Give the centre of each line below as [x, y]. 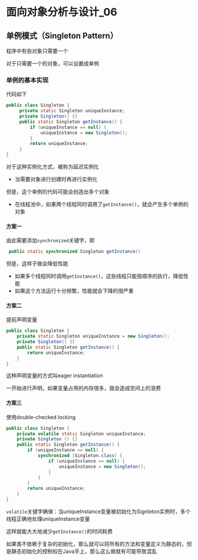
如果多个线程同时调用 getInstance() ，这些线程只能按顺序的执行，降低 [99, 276]
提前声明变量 [22, 319]
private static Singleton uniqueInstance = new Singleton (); [93, 337]
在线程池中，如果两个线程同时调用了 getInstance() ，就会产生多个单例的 [101, 205]
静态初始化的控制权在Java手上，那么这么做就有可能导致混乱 [84, 551]
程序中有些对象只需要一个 [37, 51]
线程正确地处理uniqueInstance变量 [48, 519]
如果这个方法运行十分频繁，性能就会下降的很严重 [74, 291]
